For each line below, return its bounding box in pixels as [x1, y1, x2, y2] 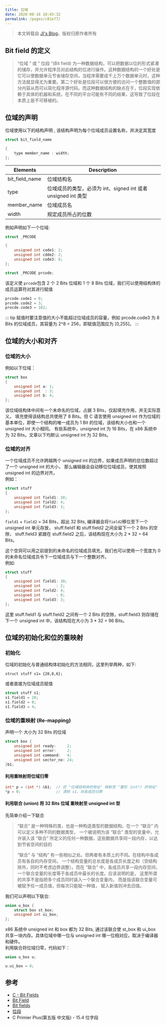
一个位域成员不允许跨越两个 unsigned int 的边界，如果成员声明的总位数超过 [5, 458, 158, 464]
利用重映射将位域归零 [5, 773, 48, 779]
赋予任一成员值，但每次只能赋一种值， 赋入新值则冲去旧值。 [21, 882, 144, 889]
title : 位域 [5, 7, 28, 12]
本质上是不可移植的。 [17, 97, 61, 104]
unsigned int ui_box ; [14, 912, 58, 917]
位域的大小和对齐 [5, 337, 57, 345]
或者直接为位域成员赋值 [5, 681, 53, 687]
